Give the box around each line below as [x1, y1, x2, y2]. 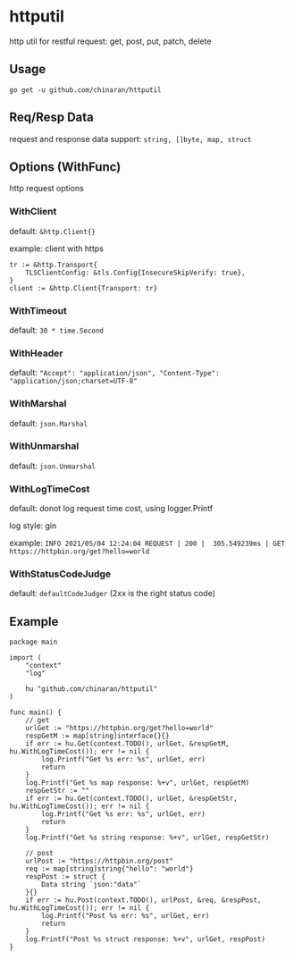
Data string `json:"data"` [41, 880, 142, 889]
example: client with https [9, 243, 105, 254]
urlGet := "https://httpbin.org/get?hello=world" [25, 724, 214, 733]
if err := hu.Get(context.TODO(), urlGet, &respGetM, [25, 739, 230, 748]
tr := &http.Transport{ [9, 260, 98, 269]
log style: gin [9, 520, 57, 531]
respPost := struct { [25, 872, 105, 881]
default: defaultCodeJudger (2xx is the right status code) [9, 588, 216, 599]
